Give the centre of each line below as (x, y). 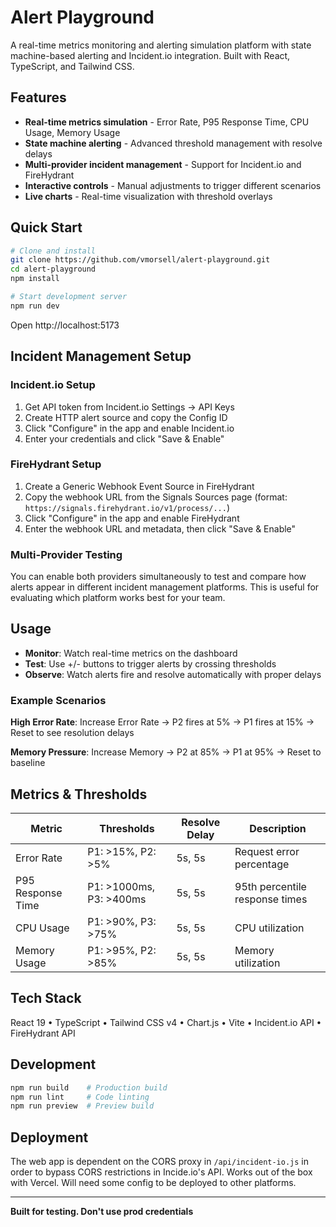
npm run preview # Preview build (82, 1106)
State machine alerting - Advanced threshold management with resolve (173, 143)
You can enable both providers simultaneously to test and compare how (158, 577)
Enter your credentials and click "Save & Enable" (124, 438)
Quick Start (46, 227)
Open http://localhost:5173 (65, 325)
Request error (267, 852)
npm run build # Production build (89, 1087)
